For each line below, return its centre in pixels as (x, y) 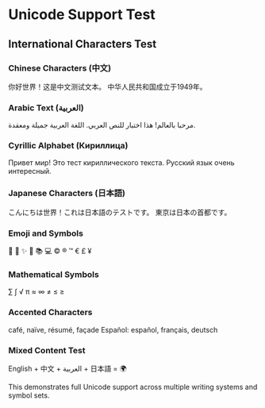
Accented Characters (50, 313)
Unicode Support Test (82, 15)
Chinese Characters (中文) (60, 67)
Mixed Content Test (47, 350)
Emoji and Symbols (46, 233)
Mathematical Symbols (54, 274)
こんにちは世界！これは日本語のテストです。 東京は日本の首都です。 (120, 212)
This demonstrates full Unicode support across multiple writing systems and (133, 387)
